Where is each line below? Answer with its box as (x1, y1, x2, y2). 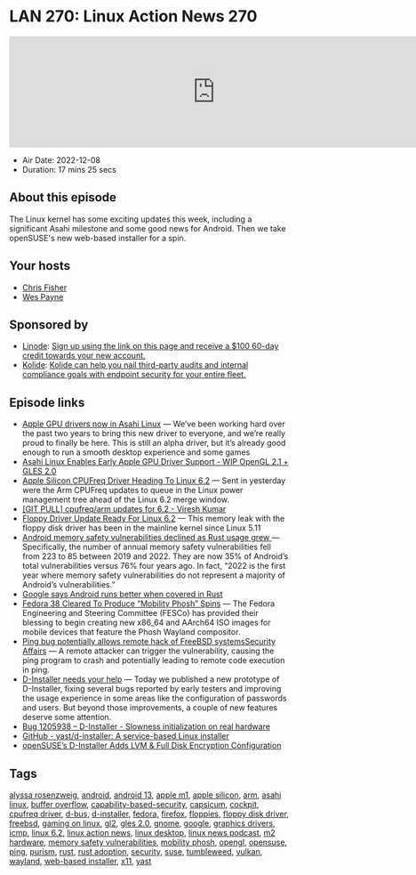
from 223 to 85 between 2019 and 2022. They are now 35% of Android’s (21, 551, 289, 562)
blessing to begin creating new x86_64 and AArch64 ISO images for (21, 617, 271, 628)
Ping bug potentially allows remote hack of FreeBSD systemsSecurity (21, 636, 276, 647)
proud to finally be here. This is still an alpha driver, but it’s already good (21, 438, 286, 449)
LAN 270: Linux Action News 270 (9, 6, 258, 27)
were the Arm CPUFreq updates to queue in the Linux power (21, 485, 244, 496)
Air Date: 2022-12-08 (21, 154, 100, 166)
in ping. (21, 665, 51, 676)
